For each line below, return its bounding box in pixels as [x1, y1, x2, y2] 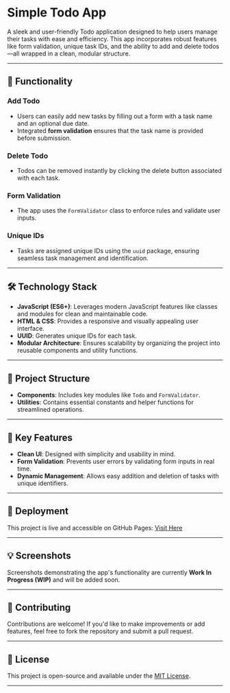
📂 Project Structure [7, 373, 90, 384]
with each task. [16, 174, 60, 182]
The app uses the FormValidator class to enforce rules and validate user [16, 207, 221, 215]
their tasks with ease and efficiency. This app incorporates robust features [7, 34, 217, 43]
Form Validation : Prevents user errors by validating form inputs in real [16, 457, 215, 465]
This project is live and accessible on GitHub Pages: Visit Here [7, 524, 183, 532]
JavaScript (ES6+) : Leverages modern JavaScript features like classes [16, 303, 218, 311]
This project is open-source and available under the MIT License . [7, 672, 191, 680]
